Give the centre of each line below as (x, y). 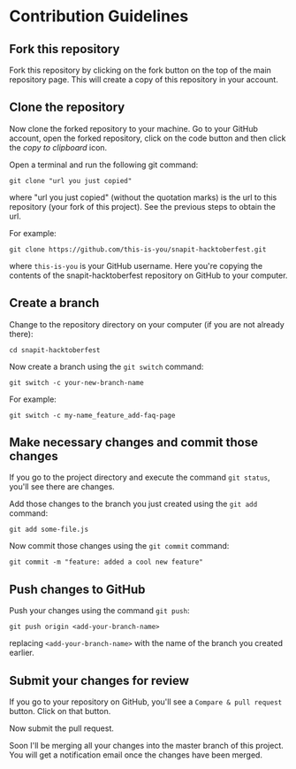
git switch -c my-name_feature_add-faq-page (92, 415)
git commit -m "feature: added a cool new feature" (106, 562)
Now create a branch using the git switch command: (106, 366)
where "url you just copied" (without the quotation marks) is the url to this (143, 197)
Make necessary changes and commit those (134, 443)
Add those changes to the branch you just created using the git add (133, 504)
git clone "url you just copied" (71, 181)
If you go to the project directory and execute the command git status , (140, 477)
